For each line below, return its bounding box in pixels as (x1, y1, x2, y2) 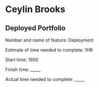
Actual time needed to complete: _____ (5, 76, 85, 82)
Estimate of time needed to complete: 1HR (5, 47, 93, 53)
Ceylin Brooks (5, 4, 65, 15)
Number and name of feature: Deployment (5, 37, 94, 43)
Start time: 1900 (5, 57, 39, 63)
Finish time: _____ (5, 67, 41, 72)
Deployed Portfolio (5, 24, 66, 32)
